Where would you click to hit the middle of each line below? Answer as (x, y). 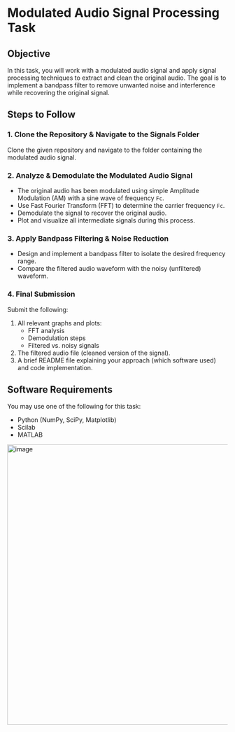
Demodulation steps (57, 338)
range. (27, 261)
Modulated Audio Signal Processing (114, 13)
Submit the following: (38, 309)
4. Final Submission (41, 294)
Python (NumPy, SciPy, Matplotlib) (67, 420)
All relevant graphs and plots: (59, 323)
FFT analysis (46, 330)
